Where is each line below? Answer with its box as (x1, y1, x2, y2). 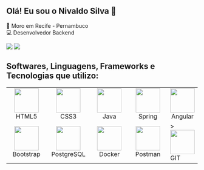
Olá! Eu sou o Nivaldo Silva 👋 (6, 6, 117, 16)
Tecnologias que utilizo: (6, 71, 99, 81)
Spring (138, 112, 158, 120)
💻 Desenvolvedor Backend (6, 28, 75, 36)
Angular (171, 112, 194, 120)
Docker (99, 149, 120, 158)
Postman (135, 149, 161, 158)
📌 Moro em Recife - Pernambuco (6, 22, 89, 29)
